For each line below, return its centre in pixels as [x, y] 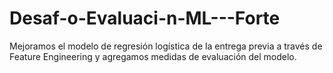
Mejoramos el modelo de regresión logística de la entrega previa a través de [166, 46]
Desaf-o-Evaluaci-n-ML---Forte [145, 18]
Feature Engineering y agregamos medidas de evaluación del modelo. [153, 56]
